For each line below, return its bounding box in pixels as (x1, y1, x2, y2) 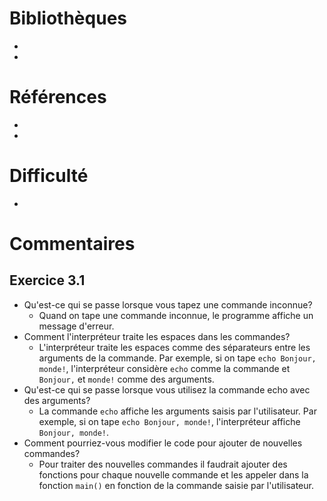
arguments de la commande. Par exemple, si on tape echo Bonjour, (38, 352, 317, 364)
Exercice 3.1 (9, 272, 86, 289)
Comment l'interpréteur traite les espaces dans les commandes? (23, 330, 291, 342)
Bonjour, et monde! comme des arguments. (38, 373, 215, 385)
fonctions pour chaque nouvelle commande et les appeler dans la (38, 468, 309, 481)
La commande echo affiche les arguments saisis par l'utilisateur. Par (38, 405, 317, 417)
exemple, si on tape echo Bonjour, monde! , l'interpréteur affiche (38, 415, 301, 427)
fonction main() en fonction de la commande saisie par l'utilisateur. (38, 479, 314, 491)
